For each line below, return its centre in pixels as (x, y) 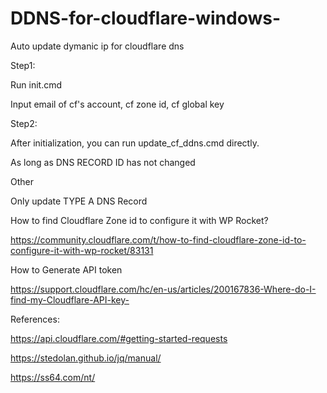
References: (35, 319)
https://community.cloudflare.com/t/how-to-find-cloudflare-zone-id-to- (158, 239)
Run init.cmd (36, 84)
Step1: (23, 65)
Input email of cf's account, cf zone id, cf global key (117, 104)
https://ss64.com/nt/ (53, 377)
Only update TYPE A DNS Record (79, 201)
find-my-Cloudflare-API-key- (70, 299)
